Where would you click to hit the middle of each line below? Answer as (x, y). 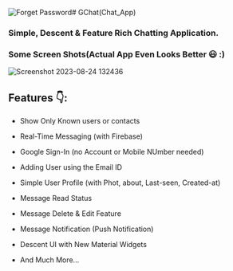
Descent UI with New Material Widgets (83, 245)
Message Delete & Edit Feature (71, 214)
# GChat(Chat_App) (104, 12)
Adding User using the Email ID (71, 167)
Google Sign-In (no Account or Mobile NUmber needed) (112, 152)
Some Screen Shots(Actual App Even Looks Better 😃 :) (116, 54)
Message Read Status (56, 198)
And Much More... (49, 260)
